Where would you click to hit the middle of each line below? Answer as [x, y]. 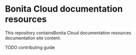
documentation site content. [33, 38]
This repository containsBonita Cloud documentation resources [68, 33]
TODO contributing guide [30, 47]
